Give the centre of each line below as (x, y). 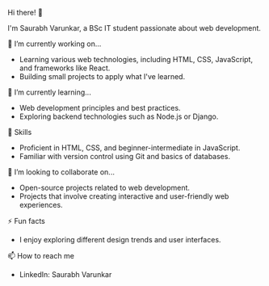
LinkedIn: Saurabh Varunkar (65, 274)
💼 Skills (20, 132)
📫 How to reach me (41, 256)
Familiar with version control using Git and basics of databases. (125, 156)
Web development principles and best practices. (100, 108)
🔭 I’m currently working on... (55, 44)
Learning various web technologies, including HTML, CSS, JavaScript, (136, 59)
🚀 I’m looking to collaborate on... (61, 172)
